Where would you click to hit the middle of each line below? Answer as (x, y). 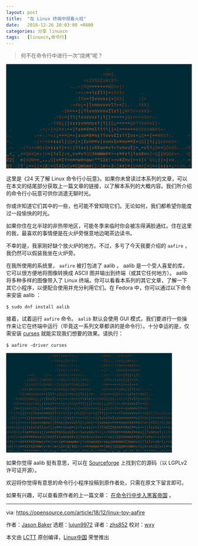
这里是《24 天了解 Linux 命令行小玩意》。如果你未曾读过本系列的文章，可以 (97, 179)
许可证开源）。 (23, 470)
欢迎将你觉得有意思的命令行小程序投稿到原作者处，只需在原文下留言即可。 (96, 483)
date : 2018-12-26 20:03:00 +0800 (50, 25)
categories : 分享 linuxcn (37, 31)
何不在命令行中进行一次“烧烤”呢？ (62, 55)
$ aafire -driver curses (37, 346)
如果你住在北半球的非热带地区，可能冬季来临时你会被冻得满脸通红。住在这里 (99, 226)
